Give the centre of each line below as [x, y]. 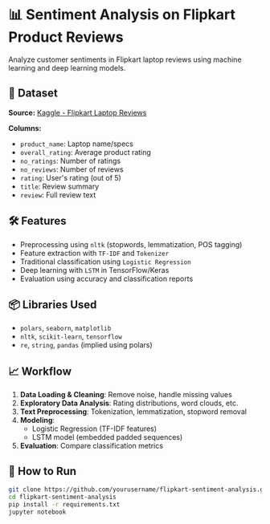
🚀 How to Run [43, 471]
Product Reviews [66, 37]
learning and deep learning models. [67, 67]
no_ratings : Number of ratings [70, 160]
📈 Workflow [40, 371]
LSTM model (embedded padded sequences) [107, 437]
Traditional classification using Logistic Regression [105, 262]
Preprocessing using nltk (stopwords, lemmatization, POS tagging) [131, 244]
